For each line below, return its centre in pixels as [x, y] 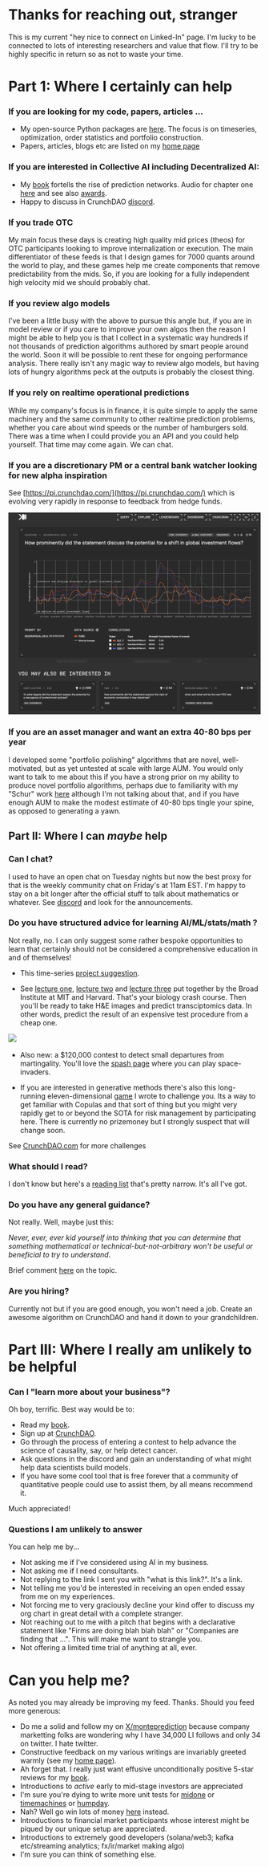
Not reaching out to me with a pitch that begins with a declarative [128, 1622]
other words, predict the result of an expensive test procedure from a [134, 1014]
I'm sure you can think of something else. [88, 1855]
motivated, [26, 768]
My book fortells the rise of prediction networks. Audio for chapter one [137, 184]
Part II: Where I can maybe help [88, 836]
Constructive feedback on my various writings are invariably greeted [133, 1752]
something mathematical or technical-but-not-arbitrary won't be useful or [131, 1246]
